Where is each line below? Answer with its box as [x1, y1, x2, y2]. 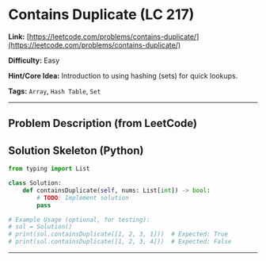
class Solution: [8, 179, 62, 187]
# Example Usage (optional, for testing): [8, 216, 150, 224]
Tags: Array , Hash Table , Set [8, 86, 101, 96]
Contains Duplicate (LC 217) [8, 6, 195, 24]
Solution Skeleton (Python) [8, 144, 144, 157]
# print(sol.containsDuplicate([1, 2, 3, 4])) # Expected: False [8, 238, 232, 246]
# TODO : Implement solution [36, 194, 129, 202]
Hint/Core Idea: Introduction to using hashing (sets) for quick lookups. [8, 71, 238, 80]
